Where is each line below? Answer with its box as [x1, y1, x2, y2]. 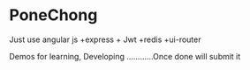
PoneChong [9, 5, 98, 25]
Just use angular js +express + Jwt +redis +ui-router [9, 34, 201, 45]
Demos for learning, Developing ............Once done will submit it [9, 51, 241, 61]
